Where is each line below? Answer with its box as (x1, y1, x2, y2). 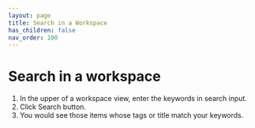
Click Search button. (19, 102, 87, 111)
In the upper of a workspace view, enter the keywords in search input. (19, 94, 247, 104)
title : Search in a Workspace (8, 19, 108, 27)
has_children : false (8, 26, 77, 34)
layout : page (8, 11, 51, 20)
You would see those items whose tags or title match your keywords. (19, 111, 244, 120)
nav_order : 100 (8, 33, 58, 42)
